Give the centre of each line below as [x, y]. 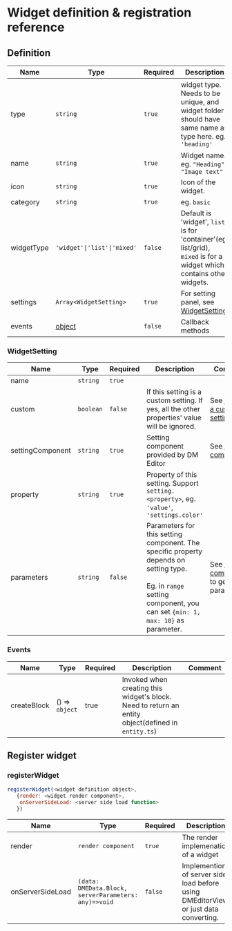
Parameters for [171, 526]
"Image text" [202, 171]
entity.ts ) [139, 731]
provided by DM [172, 455]
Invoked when [145, 679]
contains [195, 274]
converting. [200, 917]
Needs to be [201, 93]
